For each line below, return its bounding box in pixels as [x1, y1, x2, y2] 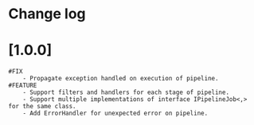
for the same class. [8, 103, 77, 111]
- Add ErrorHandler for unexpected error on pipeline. [22, 109, 209, 118]
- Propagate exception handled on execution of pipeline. [22, 75, 219, 83]
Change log [8, 5, 86, 23]
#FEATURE [8, 81, 37, 90]
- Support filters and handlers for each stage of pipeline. [22, 88, 229, 96]
